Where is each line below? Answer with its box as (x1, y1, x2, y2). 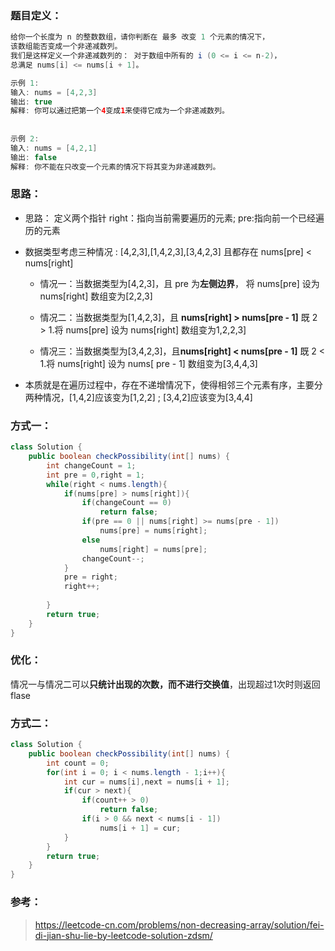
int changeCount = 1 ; (46, 460, 137, 471)
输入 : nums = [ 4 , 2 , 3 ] (10, 87, 98, 97)
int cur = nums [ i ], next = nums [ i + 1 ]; (63, 777, 230, 787)
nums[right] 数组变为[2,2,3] (39, 290, 153, 302)
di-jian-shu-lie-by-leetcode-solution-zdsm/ (34, 929, 213, 941)
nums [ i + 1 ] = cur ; (99, 823, 182, 833)
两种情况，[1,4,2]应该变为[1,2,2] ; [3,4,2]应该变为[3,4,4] (24, 391, 253, 403)
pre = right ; (63, 572, 118, 582)
